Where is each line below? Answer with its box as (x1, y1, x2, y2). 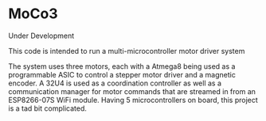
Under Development (8, 31, 75, 40)
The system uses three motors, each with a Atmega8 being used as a (8, 61, 236, 71)
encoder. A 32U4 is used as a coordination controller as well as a (8, 78, 221, 88)
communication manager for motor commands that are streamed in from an (8, 86, 256, 96)
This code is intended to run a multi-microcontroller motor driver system (8, 46, 245, 55)
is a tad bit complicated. (8, 104, 88, 113)
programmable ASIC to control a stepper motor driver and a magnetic (8, 70, 237, 79)
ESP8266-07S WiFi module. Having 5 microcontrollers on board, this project (8, 95, 259, 104)
